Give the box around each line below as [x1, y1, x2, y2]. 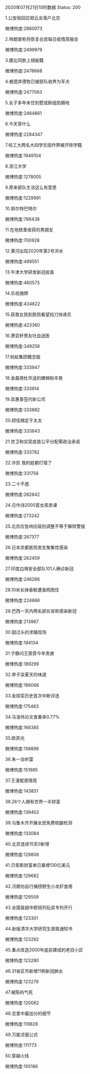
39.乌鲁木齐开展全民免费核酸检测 [5, 820, 73, 826]
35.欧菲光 [5, 735, 25, 741]
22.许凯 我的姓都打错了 [5, 460, 52, 465]
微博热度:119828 [5, 1021, 38, 1027]
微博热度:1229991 [5, 195, 41, 201]
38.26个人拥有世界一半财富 [5, 799, 61, 804]
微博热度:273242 [5, 513, 40, 518]
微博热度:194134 [5, 640, 39, 645]
